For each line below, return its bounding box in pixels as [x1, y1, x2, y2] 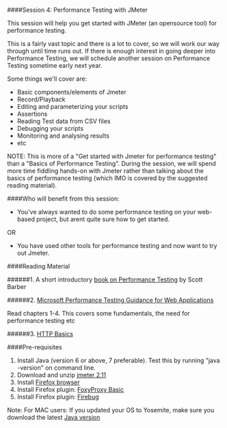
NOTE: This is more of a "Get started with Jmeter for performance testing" [7, 152, 217, 160]
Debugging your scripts [16, 125, 84, 132]
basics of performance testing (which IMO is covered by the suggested [7, 174, 208, 182]
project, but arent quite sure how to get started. [36, 215, 170, 223]
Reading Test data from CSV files [16, 117, 111, 125]
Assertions [16, 110, 48, 118]
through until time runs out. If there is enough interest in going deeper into [7, 47, 216, 55]
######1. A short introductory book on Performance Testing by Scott [7, 275, 203, 284]
